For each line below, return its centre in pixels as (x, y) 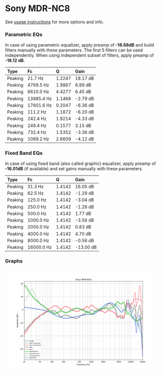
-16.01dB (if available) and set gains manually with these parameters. (74, 169)
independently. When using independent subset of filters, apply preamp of (80, 55)
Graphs (14, 261)
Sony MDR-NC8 (38, 8)
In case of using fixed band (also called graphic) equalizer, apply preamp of (81, 163)
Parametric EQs (24, 34)
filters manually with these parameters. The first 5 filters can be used (74, 50)
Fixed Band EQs (24, 153)
